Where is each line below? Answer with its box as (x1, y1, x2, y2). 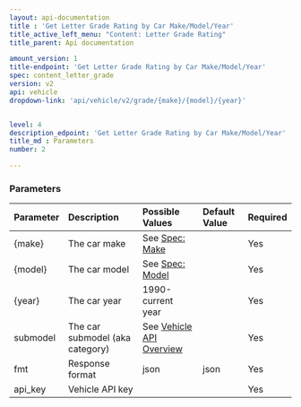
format (67, 368, 97, 381)
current (142, 295, 174, 307)
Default (202, 205, 236, 218)
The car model (67, 264, 130, 276)
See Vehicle (142, 320, 193, 333)
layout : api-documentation (9, 13, 110, 22)
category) (67, 342, 110, 355)
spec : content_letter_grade (9, 71, 115, 81)
